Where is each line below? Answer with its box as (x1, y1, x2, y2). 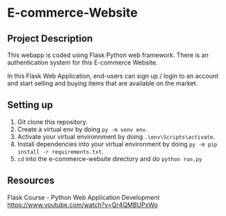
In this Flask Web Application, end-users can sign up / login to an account (7, 72, 219, 80)
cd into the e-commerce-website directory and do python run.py (17, 154, 202, 163)
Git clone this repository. (17, 117, 88, 126)
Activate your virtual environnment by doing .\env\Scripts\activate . (17, 132, 216, 140)
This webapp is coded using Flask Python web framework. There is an (7, 51, 209, 59)
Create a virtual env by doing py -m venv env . (17, 125, 147, 133)
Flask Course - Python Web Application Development (7, 193, 160, 201)
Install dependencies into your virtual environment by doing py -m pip (17, 140, 218, 148)
